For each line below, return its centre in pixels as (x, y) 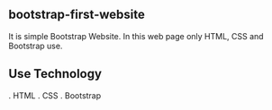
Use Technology (55, 74)
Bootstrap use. (36, 46)
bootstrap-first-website (77, 15)
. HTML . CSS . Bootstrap (55, 95)
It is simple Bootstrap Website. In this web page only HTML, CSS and (136, 36)
